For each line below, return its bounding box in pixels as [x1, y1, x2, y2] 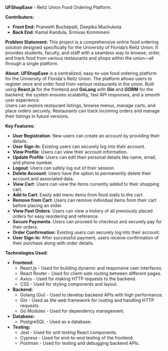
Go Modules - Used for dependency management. [20, 308, 125, 314]
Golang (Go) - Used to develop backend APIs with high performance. [20, 292, 163, 297]
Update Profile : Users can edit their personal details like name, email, [12, 154, 157, 160]
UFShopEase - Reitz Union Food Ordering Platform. [5, 5, 112, 10]
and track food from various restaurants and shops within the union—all [5, 55, 154, 61]
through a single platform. [5, 61, 59, 66]
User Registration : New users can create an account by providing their [12, 133, 160, 138]
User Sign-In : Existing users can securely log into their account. [12, 143, 146, 149]
